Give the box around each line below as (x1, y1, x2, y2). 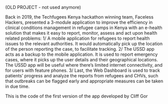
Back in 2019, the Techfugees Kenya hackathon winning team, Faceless (5, 14, 154, 20)
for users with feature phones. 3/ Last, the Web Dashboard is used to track (5, 67, 160, 73)
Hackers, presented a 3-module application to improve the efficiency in (5, 20, 153, 25)
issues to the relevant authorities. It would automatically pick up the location (5, 41, 163, 47)
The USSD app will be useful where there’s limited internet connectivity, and (5, 62, 162, 68)
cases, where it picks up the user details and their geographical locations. (5, 57, 158, 62)
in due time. (5, 83, 30, 89)
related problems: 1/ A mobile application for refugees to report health (5, 35, 150, 41)
